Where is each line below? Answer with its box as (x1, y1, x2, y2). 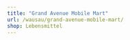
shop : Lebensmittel (7, 22, 63, 29)
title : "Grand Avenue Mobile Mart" (7, 9, 109, 17)
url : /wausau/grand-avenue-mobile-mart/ (7, 16, 125, 23)
